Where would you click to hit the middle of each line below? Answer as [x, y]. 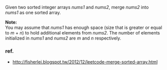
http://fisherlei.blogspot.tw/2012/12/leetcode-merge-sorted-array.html [85, 62]
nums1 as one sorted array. [33, 12]
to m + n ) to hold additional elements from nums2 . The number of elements [82, 33]
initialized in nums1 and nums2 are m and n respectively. [63, 38]
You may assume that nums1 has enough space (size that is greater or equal [84, 27]
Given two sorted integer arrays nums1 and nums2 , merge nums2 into [77, 7]
